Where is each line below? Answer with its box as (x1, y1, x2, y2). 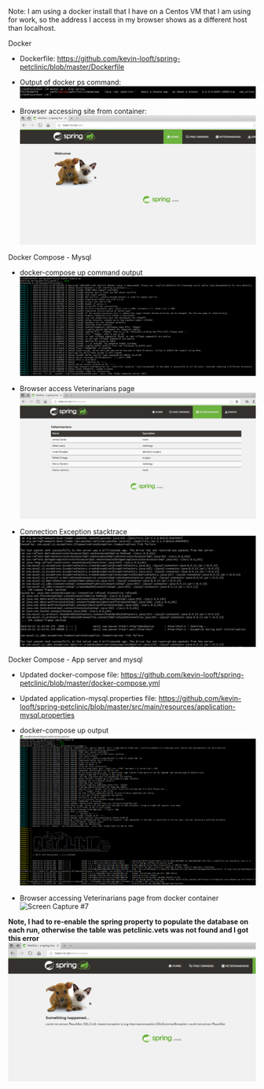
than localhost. (8, 24, 57, 32)
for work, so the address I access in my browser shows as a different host (8, 15, 247, 24)
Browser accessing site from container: (19, 106, 147, 116)
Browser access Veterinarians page (19, 384, 135, 393)
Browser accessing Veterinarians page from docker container (19, 893, 219, 903)
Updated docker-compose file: (19, 670, 119, 680)
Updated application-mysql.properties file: (19, 694, 157, 703)
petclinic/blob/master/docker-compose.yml (19, 678, 160, 688)
